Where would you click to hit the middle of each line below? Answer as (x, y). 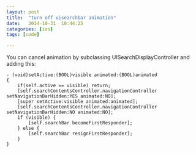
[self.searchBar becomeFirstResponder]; (81, 123)
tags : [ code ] (23, 35)
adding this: (21, 64)
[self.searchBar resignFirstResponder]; (81, 134)
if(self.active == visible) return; (64, 86)
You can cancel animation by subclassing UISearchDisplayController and (98, 57)
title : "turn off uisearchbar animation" (61, 18)
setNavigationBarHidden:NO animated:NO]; (60, 112)
